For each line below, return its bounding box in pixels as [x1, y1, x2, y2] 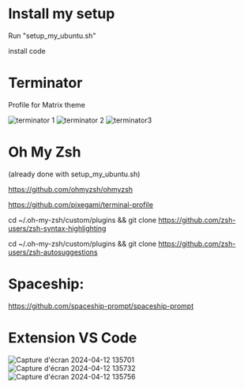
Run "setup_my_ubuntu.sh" [8, 31, 96, 40]
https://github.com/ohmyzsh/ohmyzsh [8, 184, 133, 194]
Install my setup [8, 5, 115, 23]
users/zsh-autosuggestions [8, 247, 98, 257]
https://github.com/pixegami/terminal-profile [8, 199, 154, 210]
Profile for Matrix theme [8, 100, 85, 109]
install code [8, 46, 46, 55]
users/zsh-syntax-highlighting [8, 223, 107, 233]
